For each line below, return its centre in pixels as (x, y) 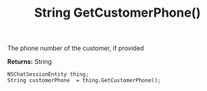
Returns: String (30, 62)
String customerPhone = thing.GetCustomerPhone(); (84, 81)
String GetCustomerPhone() (117, 13)
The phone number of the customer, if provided (76, 48)
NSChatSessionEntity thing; (48, 74)
